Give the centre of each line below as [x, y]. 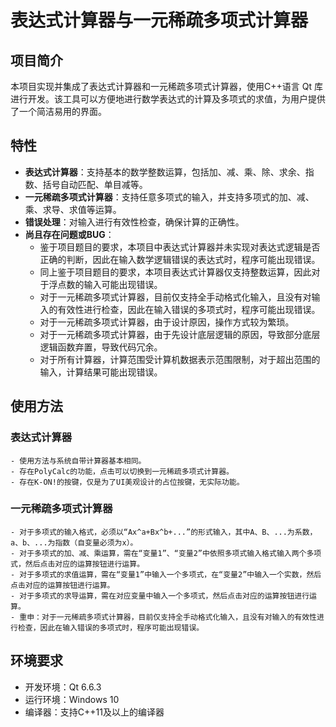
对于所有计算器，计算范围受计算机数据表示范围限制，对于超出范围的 [180, 359]
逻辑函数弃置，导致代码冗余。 [101, 347]
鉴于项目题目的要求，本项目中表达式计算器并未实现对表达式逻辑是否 [180, 247]
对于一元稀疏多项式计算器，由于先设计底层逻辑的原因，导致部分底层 [180, 334]
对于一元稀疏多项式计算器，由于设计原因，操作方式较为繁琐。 [167, 322]
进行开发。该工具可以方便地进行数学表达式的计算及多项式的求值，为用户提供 [168, 99]
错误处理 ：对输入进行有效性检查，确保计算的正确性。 [134, 222]
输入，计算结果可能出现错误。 [101, 372]
